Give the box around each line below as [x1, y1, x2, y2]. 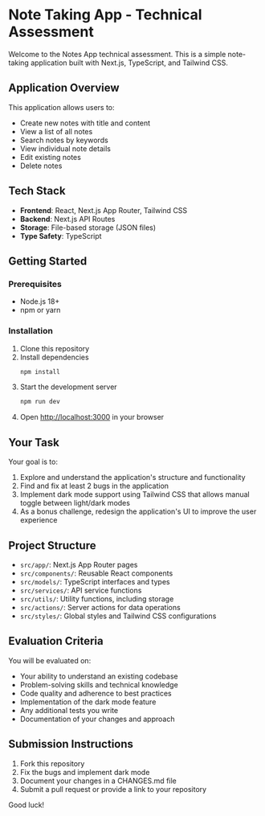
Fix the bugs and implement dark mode [19, 767, 150, 777]
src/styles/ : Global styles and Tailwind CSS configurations [19, 611, 217, 621]
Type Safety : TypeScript [19, 231, 102, 240]
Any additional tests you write [19, 705, 119, 715]
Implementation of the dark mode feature [19, 697, 157, 707]
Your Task [8, 436, 60, 449]
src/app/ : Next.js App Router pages [19, 560, 138, 569]
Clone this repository [19, 343, 90, 353]
